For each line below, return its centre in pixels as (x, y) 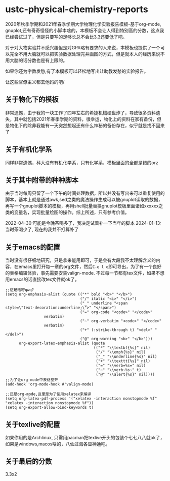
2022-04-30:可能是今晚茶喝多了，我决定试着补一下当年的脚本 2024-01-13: (83, 223)
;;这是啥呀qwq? (20, 290)
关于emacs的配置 (33, 247)
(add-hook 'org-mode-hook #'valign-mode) (50, 384)
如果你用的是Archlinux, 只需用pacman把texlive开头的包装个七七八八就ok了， (85, 438)
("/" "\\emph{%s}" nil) (121, 352)
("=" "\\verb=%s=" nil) (121, 366)
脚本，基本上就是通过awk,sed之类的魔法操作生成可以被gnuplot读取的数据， (84, 200)
